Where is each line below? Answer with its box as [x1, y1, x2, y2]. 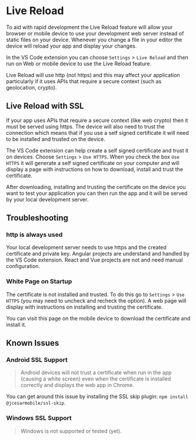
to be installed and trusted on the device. [6, 135, 106, 143]
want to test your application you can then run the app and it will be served [6, 190, 188, 197]
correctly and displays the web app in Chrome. [20, 382, 134, 389]
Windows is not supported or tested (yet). [20, 427, 122, 434]
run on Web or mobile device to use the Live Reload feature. [6, 60, 152, 67]
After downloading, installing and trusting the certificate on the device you [6, 183, 186, 190]
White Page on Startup [6, 277, 72, 286]
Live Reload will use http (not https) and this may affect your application [6, 71, 181, 78]
